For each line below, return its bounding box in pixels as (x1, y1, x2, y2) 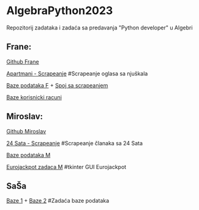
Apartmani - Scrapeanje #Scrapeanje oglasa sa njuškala (6, 70, 148, 77)
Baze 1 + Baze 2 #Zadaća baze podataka (6, 197, 110, 204)
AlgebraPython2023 (6, 4, 113, 18)
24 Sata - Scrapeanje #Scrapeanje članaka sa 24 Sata (6, 139, 143, 147)
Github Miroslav (6, 127, 47, 135)
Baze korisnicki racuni (6, 93, 62, 101)
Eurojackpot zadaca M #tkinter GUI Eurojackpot (6, 163, 127, 170)
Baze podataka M (6, 151, 51, 159)
